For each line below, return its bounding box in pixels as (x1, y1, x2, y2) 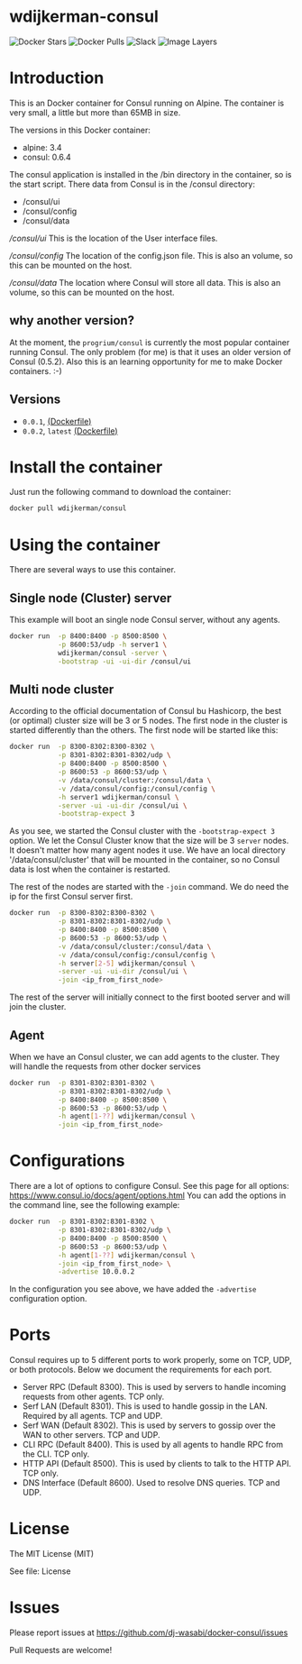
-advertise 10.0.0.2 (57, 1267, 135, 1276)
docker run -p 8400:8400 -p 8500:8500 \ (9, 632, 168, 641)
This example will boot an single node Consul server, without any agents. (9, 615, 281, 626)
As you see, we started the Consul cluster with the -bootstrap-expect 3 (9, 826, 276, 837)
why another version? (9, 313, 135, 328)
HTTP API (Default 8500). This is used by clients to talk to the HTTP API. (22, 1458, 291, 1469)
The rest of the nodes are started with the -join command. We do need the (9, 882, 289, 892)
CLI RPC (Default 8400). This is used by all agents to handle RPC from (22, 1440, 284, 1450)
